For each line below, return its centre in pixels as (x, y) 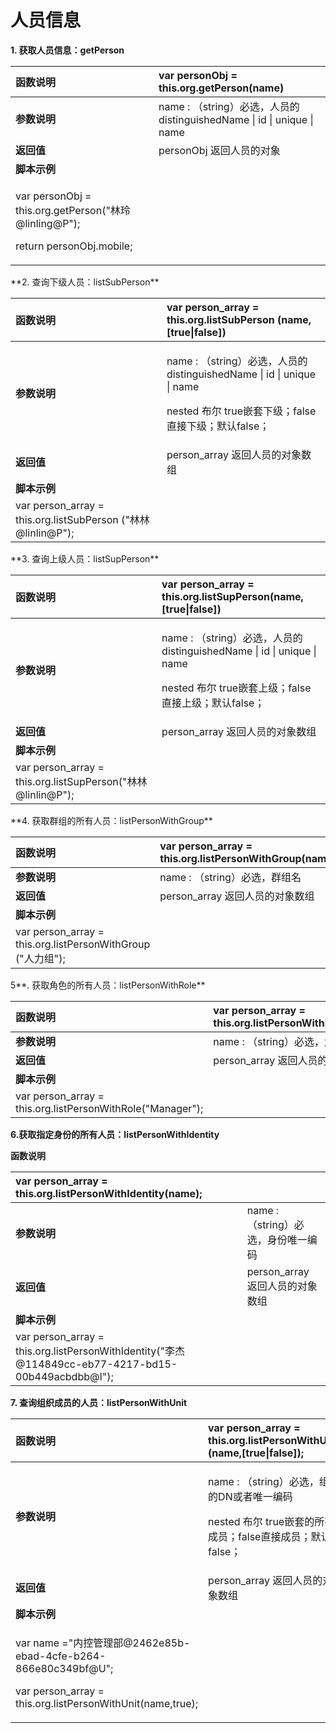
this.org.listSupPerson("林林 (81, 781)
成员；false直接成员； (260, 1536)
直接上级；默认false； (213, 703)
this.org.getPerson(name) (221, 88)
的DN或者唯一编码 (250, 1496)
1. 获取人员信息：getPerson (67, 50)
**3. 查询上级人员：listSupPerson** (85, 558)
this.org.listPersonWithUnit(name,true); (107, 1703)
